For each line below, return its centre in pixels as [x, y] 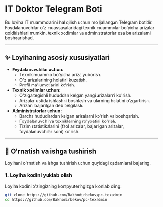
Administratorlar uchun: [37, 111]
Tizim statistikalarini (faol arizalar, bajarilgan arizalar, [72, 126]
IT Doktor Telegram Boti [54, 9]
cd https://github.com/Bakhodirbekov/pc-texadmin [56, 199]
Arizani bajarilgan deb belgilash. [51, 105]
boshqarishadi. [20, 38]
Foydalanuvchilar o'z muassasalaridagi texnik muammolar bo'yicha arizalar [80, 27]
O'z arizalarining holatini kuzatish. [53, 80]
